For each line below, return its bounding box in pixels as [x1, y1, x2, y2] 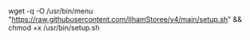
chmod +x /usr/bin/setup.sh [8, 23, 100, 32]
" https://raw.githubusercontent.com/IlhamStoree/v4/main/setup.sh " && [8, 14, 242, 24]
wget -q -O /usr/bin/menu [8, 6, 93, 16]
